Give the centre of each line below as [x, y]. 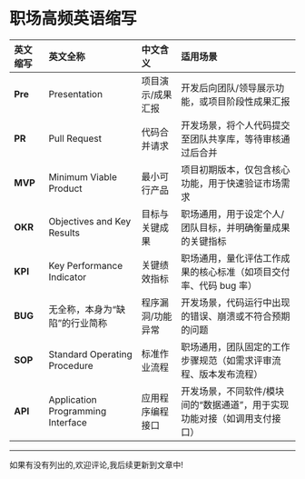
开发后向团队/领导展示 [228, 87]
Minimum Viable [83, 176]
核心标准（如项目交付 [245, 272]
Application [73, 399]
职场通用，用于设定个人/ [233, 214]
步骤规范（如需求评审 [226, 360]
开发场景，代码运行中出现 [236, 303]
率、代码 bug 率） [219, 285]
